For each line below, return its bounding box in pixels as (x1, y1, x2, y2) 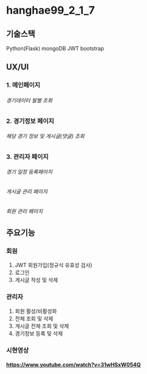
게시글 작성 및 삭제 (14, 276, 58, 284)
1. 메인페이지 (6, 81, 40, 89)
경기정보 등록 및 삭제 (14, 329, 63, 337)
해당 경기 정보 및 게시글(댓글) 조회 (6, 133, 85, 140)
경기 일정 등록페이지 (6, 168, 52, 175)
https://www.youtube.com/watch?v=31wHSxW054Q (6, 361, 141, 369)
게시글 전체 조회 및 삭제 (14, 322, 70, 329)
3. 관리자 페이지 (6, 152, 49, 161)
